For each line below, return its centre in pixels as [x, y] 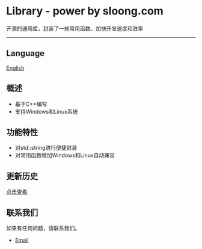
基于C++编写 [31, 104]
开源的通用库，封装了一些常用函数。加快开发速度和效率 [75, 28]
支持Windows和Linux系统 [46, 111]
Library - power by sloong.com [85, 11]
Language [26, 53]
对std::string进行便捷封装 [46, 148]
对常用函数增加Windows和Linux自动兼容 [65, 155]
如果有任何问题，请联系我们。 [43, 228]
